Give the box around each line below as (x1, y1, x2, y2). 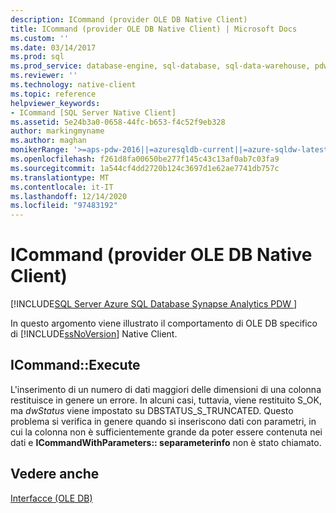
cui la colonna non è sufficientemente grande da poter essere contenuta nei (10, 426, 323, 438)
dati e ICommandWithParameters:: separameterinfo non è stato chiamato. (10, 436, 322, 448)
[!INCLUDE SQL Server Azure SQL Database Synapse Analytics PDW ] (10, 298, 298, 310)
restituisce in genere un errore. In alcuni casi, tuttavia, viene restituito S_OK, (10, 394, 322, 406)
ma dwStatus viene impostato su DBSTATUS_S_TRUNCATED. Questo (10, 404, 294, 416)
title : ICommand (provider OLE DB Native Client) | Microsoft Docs (10, 24, 298, 34)
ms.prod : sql (10, 52, 65, 62)
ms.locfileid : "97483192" (10, 201, 118, 211)
